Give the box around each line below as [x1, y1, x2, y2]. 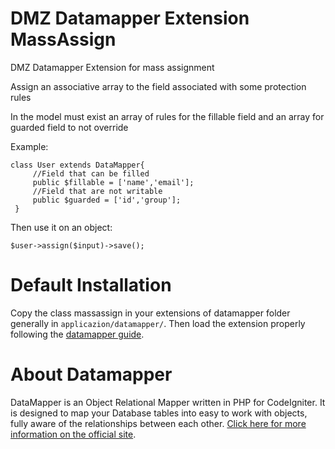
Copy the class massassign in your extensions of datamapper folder [10, 307, 291, 319]
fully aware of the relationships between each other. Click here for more [10, 417, 307, 429]
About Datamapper [10, 363, 173, 386]
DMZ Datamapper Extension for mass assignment [10, 61, 215, 73]
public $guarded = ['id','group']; [32, 195, 182, 205]
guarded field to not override [10, 121, 129, 133]
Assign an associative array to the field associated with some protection [10, 80, 307, 92]
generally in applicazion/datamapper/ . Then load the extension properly [10, 317, 306, 329]
